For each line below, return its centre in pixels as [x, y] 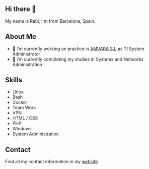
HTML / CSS [25, 118]
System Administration [36, 134]
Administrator [26, 54]
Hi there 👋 [21, 9]
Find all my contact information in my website [52, 162]
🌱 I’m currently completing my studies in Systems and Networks [78, 59]
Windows [22, 129]
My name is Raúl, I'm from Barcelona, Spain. [50, 21]
